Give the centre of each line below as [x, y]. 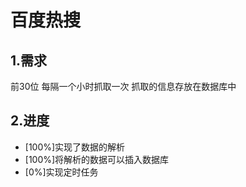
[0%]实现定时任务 [61, 172]
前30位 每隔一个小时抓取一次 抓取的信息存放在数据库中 [123, 86]
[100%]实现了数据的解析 [75, 147]
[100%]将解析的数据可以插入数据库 [97, 159]
